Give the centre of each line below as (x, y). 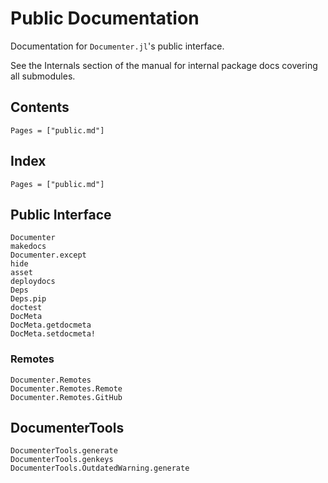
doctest (26, 308)
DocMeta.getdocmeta (51, 325)
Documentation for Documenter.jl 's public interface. (117, 46)
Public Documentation (105, 18)
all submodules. (43, 76)
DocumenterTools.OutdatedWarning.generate (100, 468)
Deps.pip (28, 299)
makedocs (28, 247)
